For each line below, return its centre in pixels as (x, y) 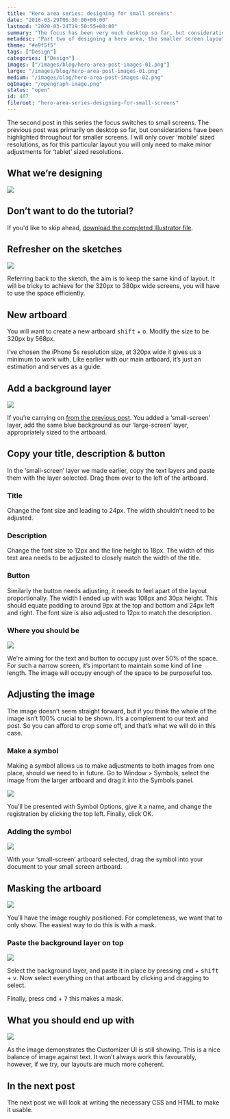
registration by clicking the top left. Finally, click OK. (80, 814)
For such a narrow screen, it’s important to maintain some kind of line (104, 665)
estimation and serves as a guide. (54, 367)
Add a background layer (59, 388)
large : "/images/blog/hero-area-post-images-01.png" (84, 71)
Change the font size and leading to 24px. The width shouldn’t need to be (111, 511)
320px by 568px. (31, 339)
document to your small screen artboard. (65, 867)
